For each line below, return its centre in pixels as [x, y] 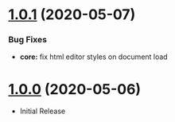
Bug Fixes [28, 40]
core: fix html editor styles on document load [94, 57]
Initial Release [43, 111]
